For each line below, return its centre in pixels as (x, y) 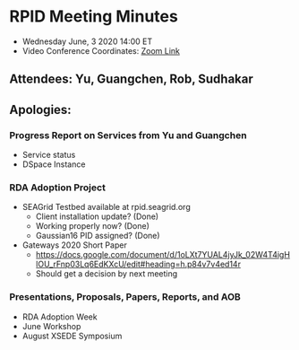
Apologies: (40, 109)
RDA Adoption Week (60, 317)
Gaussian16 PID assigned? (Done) (98, 236)
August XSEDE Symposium (72, 336)
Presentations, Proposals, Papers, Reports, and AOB (125, 297)
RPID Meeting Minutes (94, 17)
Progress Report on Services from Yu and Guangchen (128, 135)
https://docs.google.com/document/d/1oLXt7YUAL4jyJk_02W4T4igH (163, 255)
